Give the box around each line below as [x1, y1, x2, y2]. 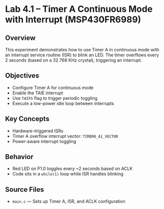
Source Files [5, 185, 44, 194]
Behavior [5, 153, 34, 161]
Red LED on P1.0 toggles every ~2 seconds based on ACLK [12, 166, 133, 171]
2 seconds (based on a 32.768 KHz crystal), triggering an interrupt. [5, 57, 142, 63]
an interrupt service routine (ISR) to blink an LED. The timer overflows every [5, 52, 159, 58]
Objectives [5, 72, 40, 80]
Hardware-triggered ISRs [12, 127, 64, 134]
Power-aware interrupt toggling [12, 138, 77, 144]
